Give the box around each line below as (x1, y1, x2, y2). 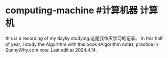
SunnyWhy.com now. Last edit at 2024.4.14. (5, 47, 97, 53)
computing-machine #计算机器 (5, 5, 138, 16)
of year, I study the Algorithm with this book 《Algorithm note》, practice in (5, 41, 158, 47)
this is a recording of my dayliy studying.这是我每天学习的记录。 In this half (5, 35, 163, 41)
